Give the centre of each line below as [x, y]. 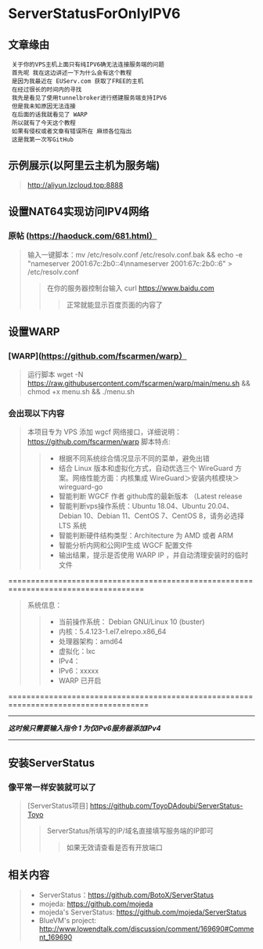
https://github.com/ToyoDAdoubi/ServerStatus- [166, 806]
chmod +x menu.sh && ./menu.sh [81, 392]
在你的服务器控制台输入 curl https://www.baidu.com [131, 288]
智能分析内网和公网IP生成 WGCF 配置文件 [126, 546]
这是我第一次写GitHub [43, 140]
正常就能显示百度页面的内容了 [114, 305]
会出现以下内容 [36, 414]
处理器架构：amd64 [90, 641]
